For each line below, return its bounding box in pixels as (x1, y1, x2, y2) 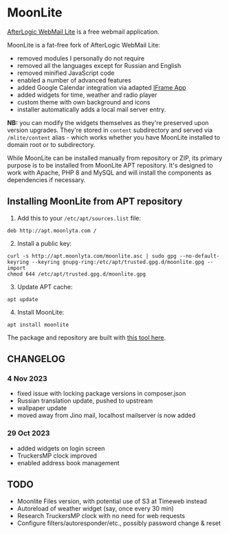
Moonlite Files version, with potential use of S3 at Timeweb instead (17, 497, 208, 505)
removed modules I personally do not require (17, 54, 145, 63)
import (7, 265, 26, 271)
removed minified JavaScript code (17, 69, 115, 77)
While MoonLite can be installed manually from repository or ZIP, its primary (7, 153, 223, 162)
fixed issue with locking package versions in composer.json (17, 390, 186, 398)
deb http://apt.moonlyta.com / (7, 227, 97, 234)
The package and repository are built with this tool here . (7, 333, 166, 342)
